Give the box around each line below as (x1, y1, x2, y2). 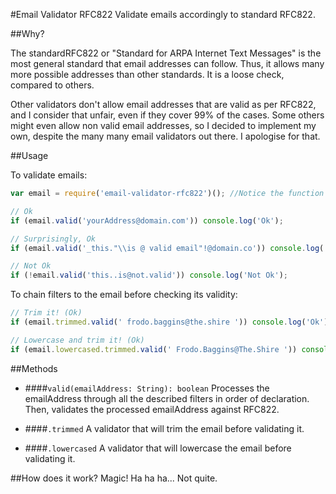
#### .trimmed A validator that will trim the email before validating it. (24, 422, 305, 434)
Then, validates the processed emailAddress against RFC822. (24, 403, 280, 415)
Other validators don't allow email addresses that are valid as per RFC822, (10, 99, 317, 110)
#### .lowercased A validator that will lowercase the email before (24, 442, 292, 454)
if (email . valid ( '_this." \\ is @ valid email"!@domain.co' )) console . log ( (10, 243, 325, 253)
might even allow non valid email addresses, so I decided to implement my (10, 120, 317, 131)
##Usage (10, 150, 49, 161)
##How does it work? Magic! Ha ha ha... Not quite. (10, 472, 218, 484)
